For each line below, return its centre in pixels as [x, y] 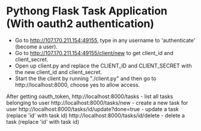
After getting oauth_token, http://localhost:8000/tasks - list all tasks [90, 96]
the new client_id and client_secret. [58, 72]
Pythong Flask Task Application [87, 11]
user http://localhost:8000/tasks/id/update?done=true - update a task [92, 109]
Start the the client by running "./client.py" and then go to [85, 78]
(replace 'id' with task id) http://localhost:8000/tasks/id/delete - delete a [95, 115]
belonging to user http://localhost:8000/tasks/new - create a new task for [97, 102]
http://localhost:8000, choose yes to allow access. [77, 84]
